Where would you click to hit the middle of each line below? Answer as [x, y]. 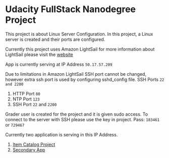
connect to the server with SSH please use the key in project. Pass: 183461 [82, 119]
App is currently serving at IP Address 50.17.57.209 [59, 64]
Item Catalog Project [34, 144]
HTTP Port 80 [26, 93]
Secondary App [29, 149]
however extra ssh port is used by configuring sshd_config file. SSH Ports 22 [85, 79]
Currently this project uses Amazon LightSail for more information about [80, 49]
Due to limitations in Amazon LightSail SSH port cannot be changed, [76, 74]
